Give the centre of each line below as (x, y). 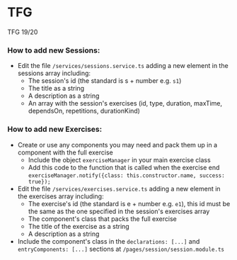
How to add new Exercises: (55, 130)
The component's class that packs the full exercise (102, 219)
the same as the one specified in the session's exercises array (119, 211)
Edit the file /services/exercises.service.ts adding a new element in (119, 188)
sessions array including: (54, 73)
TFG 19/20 (23, 32)
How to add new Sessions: (54, 50)
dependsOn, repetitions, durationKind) (84, 111)
